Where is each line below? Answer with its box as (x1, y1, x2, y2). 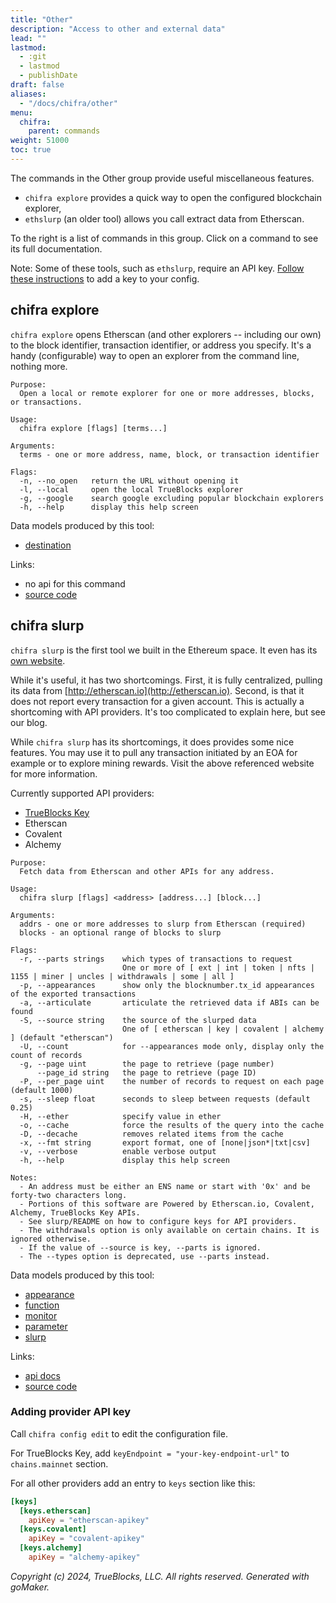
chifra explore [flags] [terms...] (19, 423, 168, 433)
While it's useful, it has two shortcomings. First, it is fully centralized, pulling (10, 674, 323, 686)
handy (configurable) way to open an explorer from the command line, (10, 349, 300, 361)
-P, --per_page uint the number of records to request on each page (19, 1076, 325, 1086)
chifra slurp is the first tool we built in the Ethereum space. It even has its (10, 644, 318, 656)
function (24, 1299, 60, 1311)
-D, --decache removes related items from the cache (19, 1129, 284, 1139)
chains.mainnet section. (10, 1457, 109, 1470)
